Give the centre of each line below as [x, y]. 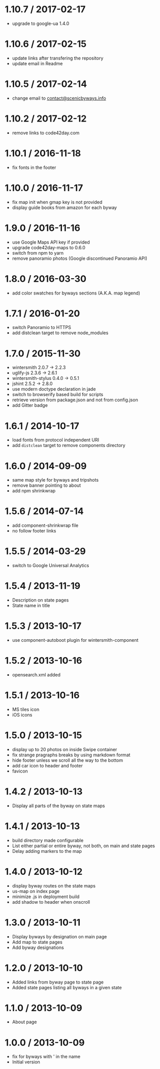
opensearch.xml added [36, 674]
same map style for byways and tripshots [55, 480]
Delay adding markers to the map [47, 851]
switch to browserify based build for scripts [58, 395]
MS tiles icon [26, 709]
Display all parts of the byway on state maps [58, 806]
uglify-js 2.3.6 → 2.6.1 [35, 373]
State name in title [31, 606]
